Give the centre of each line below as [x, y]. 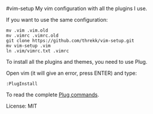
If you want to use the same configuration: [57, 20]
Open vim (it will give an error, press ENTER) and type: [72, 73]
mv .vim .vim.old [27, 30]
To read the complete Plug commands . [53, 95]
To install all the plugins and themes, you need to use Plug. [77, 62]
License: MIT [22, 106]
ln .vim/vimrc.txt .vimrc [37, 51]
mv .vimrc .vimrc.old [32, 36]
